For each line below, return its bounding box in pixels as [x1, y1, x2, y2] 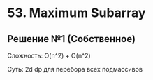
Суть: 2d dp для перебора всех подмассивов [7, 65, 143, 73]
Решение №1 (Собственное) [7, 33, 136, 45]
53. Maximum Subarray [7, 5, 146, 21]
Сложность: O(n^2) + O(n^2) [7, 51, 91, 60]
